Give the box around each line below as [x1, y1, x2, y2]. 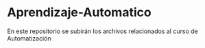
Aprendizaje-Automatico [7, 5, 152, 20]
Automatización [7, 34, 51, 42]
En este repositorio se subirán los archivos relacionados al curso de [7, 27, 198, 35]
